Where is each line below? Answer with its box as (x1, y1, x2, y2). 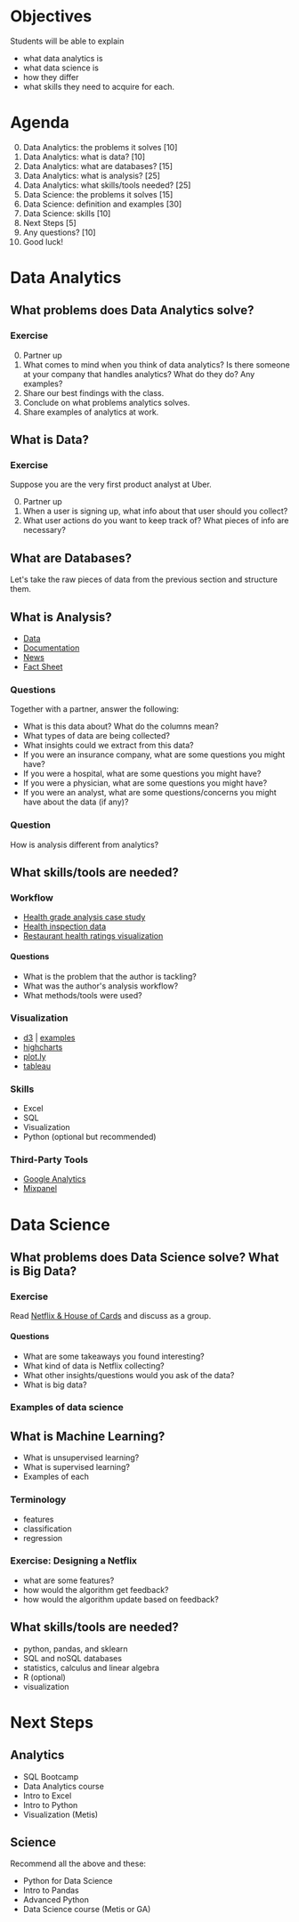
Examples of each (22, 1471, 90, 1482)
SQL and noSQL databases (22, 1652, 123, 1663)
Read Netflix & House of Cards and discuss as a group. (10, 1311, 212, 1321)
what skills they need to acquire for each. (22, 81, 174, 92)
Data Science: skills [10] (22, 207, 111, 219)
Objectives (10, 6, 93, 27)
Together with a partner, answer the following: (10, 704, 180, 715)
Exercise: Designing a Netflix (10, 1555, 137, 1567)
